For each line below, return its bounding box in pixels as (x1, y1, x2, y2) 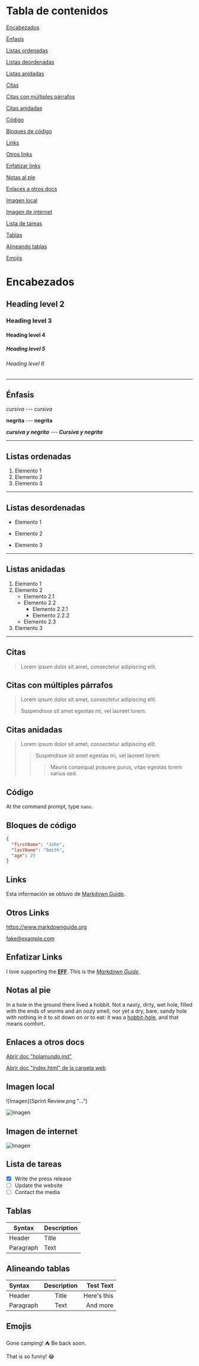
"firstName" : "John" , (11, 841, 65, 847)
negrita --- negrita (6, 417, 53, 424)
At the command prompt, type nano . (6, 803, 93, 810)
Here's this (83, 1291, 114, 1299)
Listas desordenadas (6, 503, 85, 513)
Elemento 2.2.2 (32, 612, 70, 619)
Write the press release (14, 1175, 72, 1182)
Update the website (14, 1182, 63, 1189)
